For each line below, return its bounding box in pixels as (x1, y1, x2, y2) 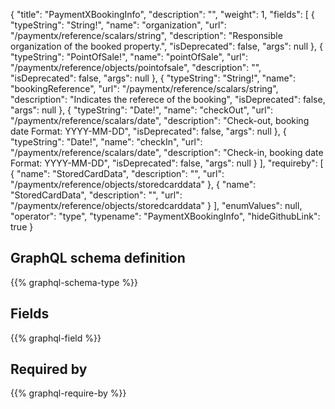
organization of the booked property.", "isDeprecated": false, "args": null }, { (10, 40, 323, 52)
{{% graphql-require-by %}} (10, 387, 127, 399)
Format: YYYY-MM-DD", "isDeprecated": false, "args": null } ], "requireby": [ (10, 157, 324, 169)
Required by (10, 361, 88, 378)
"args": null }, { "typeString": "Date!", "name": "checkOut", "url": (10, 104, 274, 116)
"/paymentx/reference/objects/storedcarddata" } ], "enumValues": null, (10, 200, 303, 211)
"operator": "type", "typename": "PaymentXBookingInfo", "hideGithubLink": (10, 210, 321, 222)
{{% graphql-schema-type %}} (10, 276, 139, 288)
